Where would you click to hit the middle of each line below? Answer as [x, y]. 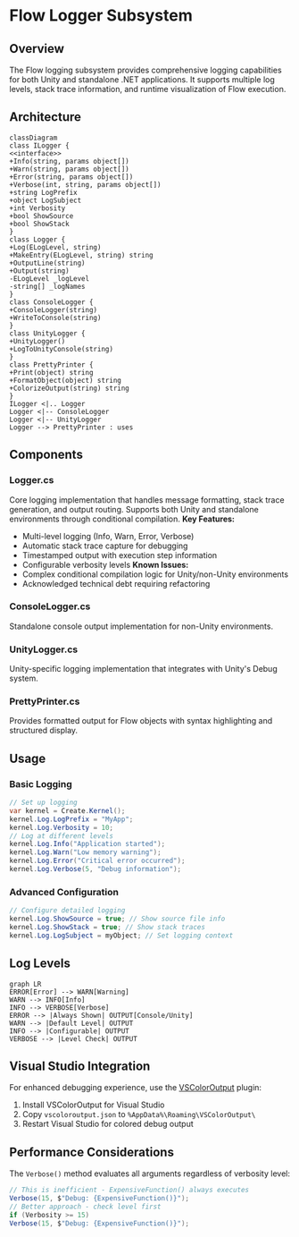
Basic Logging [41, 784]
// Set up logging [43, 803]
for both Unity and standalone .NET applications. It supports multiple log [142, 80]
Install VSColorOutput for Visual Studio [93, 1105]
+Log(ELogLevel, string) [55, 247]
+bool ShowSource [42, 216]
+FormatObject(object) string [66, 380]
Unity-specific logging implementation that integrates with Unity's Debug [144, 669]
